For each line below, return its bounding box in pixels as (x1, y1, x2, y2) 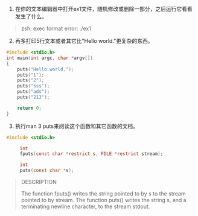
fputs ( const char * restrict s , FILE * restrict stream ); (19, 151, 164, 157)
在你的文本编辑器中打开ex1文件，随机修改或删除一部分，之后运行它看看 (14, 5, 193, 12)
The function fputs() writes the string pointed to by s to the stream (21, 190, 186, 197)
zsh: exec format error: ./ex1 (21, 25, 92, 32)
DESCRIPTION (21, 179, 57, 185)
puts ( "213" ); (17, 94, 50, 100)
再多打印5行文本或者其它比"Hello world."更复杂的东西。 (14, 37, 153, 44)
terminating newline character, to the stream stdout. (21, 203, 150, 210)
